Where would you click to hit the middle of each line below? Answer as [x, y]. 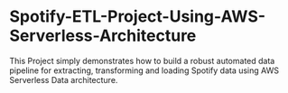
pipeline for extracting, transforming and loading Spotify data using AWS [144, 70]
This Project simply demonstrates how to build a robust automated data [142, 60]
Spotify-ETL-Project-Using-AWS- [138, 17]
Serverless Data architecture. [64, 79]
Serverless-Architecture [103, 36]
